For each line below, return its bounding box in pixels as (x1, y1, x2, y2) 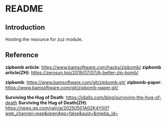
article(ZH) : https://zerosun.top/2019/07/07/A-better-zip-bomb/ (5, 69, 139, 75)
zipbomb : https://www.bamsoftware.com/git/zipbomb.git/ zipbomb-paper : (5, 79, 162, 85)
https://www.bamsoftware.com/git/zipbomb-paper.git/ (5, 84, 119, 90)
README (5, 3, 43, 15)
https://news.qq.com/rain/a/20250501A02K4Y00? (5, 105, 109, 111)
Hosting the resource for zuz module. (5, 36, 83, 42)
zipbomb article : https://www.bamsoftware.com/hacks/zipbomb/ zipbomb (5, 64, 161, 70)
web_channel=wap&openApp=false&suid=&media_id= (5, 110, 119, 116)
